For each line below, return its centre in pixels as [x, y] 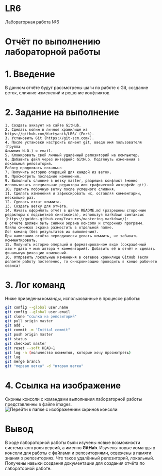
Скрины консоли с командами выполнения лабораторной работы [73, 399]
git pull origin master [29, 321]
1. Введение [30, 74]
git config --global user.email [38, 312]
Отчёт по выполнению [53, 42]
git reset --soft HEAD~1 [30, 348]
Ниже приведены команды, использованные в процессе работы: [73, 298]
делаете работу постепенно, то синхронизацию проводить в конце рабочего [81, 262]
